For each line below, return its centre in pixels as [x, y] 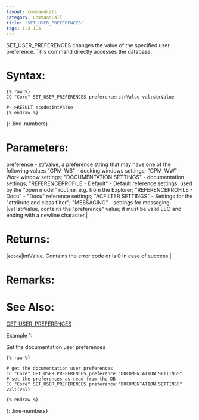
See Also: [30, 307]
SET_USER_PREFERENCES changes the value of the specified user [88, 45]
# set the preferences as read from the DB [61, 379]
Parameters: [37, 148]
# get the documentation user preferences [60, 369]
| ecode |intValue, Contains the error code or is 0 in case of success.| [89, 256]
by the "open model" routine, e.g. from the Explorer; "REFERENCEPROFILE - [99, 190]
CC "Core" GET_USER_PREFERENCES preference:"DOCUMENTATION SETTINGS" [94, 374]
